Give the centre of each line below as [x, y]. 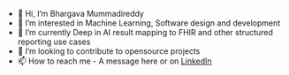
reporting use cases [54, 41]
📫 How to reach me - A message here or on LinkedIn [114, 61]
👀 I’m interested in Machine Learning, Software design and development [149, 23]
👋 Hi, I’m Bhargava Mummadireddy [80, 14]
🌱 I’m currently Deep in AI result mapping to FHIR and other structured [145, 32]
